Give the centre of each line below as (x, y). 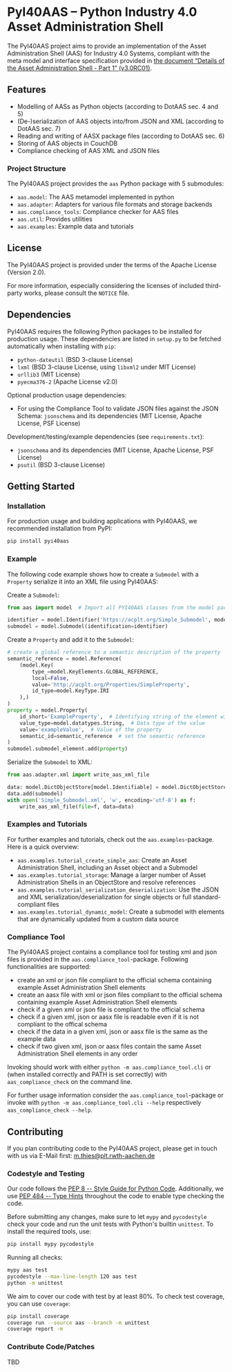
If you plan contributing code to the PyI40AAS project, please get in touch (112, 1148)
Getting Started (41, 486)
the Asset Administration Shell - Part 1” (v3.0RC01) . (80, 68)
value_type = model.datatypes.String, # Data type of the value (113, 723)
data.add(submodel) (35, 793)
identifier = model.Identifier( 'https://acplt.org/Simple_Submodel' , (109, 620)
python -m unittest (35, 1283)
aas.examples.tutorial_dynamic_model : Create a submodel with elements (120, 912)
